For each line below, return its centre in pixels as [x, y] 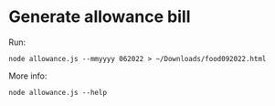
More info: [28, 76]
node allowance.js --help [58, 92]
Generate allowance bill [100, 17]
